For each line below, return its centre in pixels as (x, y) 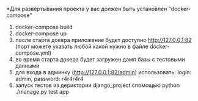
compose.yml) (33, 53)
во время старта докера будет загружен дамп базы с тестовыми (100, 59)
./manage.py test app (42, 92)
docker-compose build (44, 27)
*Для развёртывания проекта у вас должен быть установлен (87, 9)
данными (27, 66)
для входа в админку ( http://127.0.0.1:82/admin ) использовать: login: (103, 72)
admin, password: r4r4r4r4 (49, 79)
